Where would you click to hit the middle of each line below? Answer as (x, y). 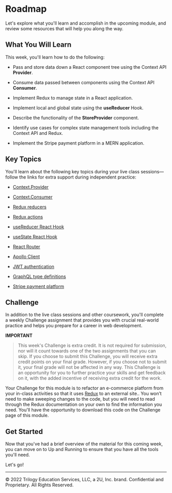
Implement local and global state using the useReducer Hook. (78, 108)
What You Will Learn (38, 45)
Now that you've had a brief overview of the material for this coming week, (84, 444)
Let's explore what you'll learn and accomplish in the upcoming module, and (86, 23)
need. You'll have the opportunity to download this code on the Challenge (83, 410)
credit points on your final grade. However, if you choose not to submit (92, 362)
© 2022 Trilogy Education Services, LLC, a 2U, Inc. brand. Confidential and (84, 480)
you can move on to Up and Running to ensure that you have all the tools (82, 449)
